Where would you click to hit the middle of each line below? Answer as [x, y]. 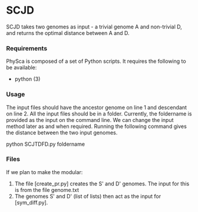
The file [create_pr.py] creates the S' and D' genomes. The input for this [102, 184]
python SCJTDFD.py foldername [46, 144]
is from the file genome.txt [47, 189]
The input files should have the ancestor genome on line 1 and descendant [97, 107]
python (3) [27, 79]
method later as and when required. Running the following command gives [96, 126]
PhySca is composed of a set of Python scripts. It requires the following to [96, 61]
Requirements [27, 48]
